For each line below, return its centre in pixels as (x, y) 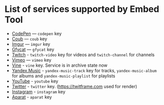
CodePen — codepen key (37, 33)
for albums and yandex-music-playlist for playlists (63, 76)
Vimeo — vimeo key (31, 60)
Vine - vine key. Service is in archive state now (59, 65)
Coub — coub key (29, 39)
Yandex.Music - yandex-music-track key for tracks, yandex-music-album (84, 70)
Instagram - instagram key (38, 92)
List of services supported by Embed (82, 9)
